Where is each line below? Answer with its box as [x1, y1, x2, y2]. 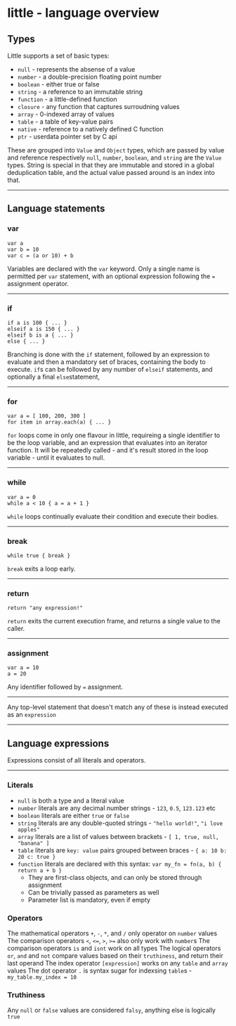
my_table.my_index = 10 [7, 973, 77, 981]
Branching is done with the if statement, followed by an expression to [7, 350, 210, 358]
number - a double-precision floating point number [17, 72, 162, 81]
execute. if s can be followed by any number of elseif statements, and [7, 365, 213, 373]
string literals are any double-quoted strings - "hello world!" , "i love [17, 819, 223, 827]
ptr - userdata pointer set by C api [17, 132, 117, 141]
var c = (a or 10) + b [7, 252, 74, 259]
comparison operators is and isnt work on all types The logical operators [7, 944, 221, 952]
